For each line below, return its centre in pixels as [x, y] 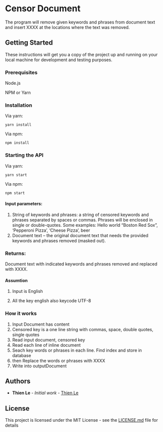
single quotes [26, 335]
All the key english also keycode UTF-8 [51, 301]
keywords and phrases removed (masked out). [59, 240]
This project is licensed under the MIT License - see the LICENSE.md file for [81, 420]
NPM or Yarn [18, 93]
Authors [18, 381]
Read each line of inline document [46, 345]
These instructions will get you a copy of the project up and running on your [81, 54]
